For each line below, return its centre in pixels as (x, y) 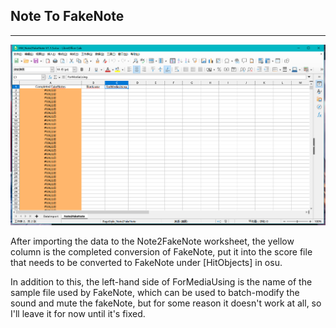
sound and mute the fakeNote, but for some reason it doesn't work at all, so (166, 303)
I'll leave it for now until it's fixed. (78, 313)
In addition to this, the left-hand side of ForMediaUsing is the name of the (161, 282)
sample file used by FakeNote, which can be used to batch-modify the (155, 292)
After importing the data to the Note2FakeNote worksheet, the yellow (152, 241)
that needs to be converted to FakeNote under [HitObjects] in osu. (146, 262)
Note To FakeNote (67, 16)
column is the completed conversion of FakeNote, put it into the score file (161, 252)
